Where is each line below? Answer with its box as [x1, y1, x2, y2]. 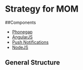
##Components [5, 19, 36, 25]
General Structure [5, 58, 60, 67]
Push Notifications [12, 39, 49, 45]
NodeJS [12, 44, 28, 50]
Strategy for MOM [5, 3, 79, 15]
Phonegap [12, 29, 33, 35]
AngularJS [12, 34, 33, 40]
